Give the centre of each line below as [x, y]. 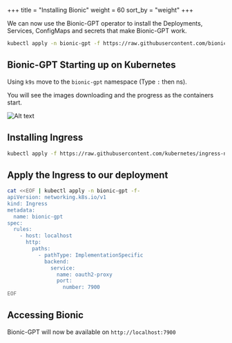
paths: [41, 249]
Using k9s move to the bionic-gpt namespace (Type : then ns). [97, 82]
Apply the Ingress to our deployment [88, 175]
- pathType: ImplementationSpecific [90, 255]
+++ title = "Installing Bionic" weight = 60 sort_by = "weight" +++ [100, 10]
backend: [57, 261]
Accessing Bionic [46, 315]
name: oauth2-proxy [84, 275]
